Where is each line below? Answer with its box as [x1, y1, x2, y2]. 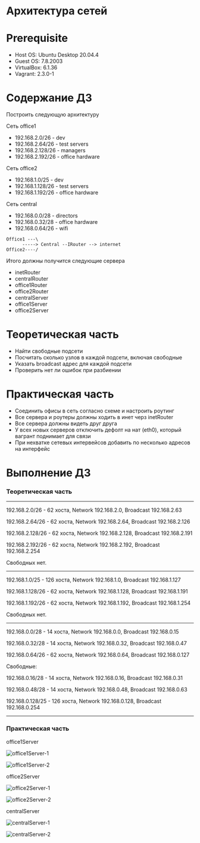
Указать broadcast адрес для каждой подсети [14, 360, 132, 367]
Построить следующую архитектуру [6, 111, 99, 118]
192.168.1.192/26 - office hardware [14, 189, 99, 196]
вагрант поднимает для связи [14, 432, 91, 439]
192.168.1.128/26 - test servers [14, 183, 89, 190]
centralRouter [14, 275, 49, 282]
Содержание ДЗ [6, 91, 92, 105]
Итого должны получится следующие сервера [6, 257, 125, 264]
